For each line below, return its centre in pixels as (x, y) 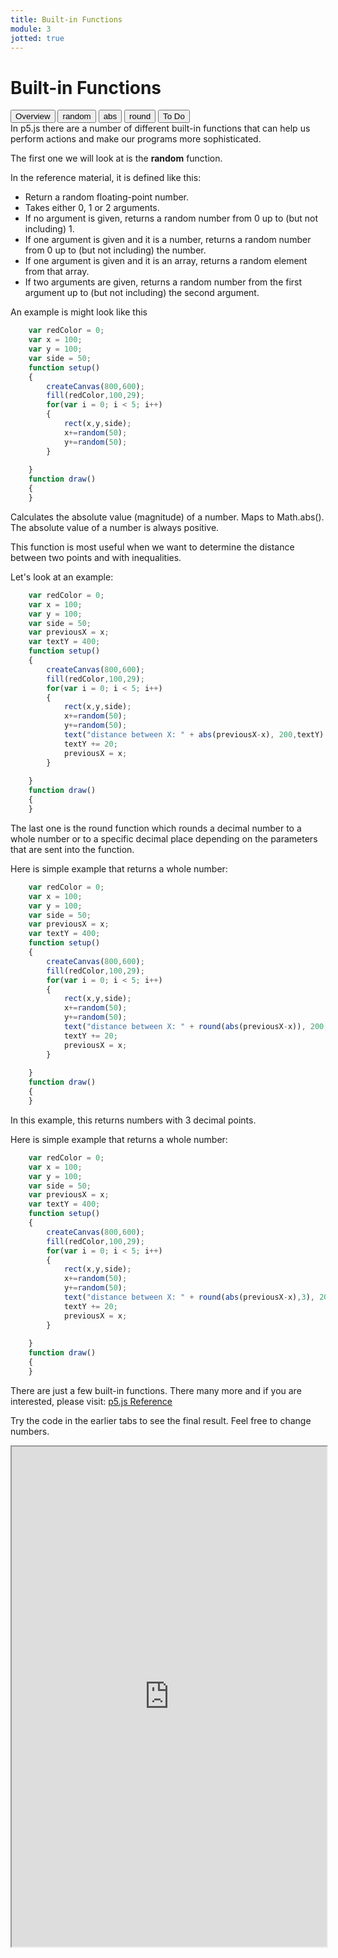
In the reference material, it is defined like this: (106, 178)
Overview (33, 116)
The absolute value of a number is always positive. (115, 527)
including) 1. (49, 229)
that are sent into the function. (72, 849)
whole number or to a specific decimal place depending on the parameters (164, 838)
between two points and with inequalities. (96, 557)
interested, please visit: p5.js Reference (91, 1401)
